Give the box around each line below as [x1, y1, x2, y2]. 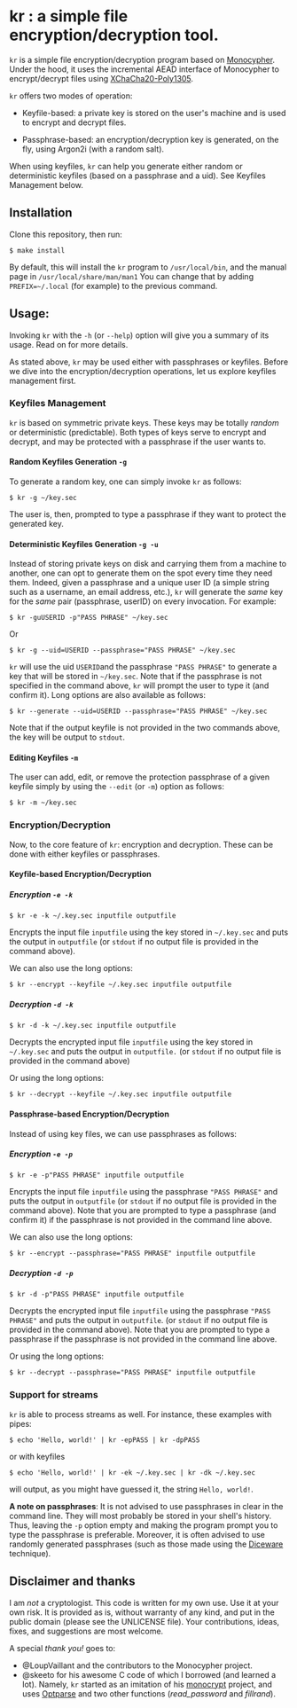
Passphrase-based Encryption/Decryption [9, 1109, 170, 1119]
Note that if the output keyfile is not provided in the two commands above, [9, 723, 281, 733]
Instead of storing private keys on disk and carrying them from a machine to [9, 559, 286, 569]
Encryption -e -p [9, 1148, 74, 1159]
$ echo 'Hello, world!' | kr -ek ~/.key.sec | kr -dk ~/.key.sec [9, 1468, 255, 1477]
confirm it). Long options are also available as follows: [9, 690, 207, 701]
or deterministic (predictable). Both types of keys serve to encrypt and [9, 427, 267, 437]
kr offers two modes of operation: [9, 90, 133, 101]
